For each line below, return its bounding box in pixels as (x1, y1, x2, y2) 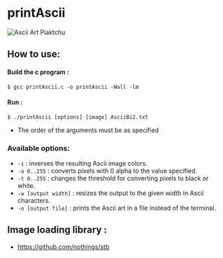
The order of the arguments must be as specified (17, 126, 159, 134)
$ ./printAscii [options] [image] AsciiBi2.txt (7, 113, 149, 120)
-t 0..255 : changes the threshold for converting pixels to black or (17, 174, 209, 182)
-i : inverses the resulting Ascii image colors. (17, 159, 148, 168)
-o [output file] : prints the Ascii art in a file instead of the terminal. (17, 204, 217, 213)
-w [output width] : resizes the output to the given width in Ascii (17, 189, 204, 197)
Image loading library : (7, 224, 107, 236)
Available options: (7, 143, 70, 153)
